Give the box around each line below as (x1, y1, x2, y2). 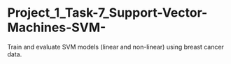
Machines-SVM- (7, 19, 106, 35)
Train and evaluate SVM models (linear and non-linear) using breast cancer (7, 42, 224, 51)
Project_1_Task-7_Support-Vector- (7, 5, 208, 21)
